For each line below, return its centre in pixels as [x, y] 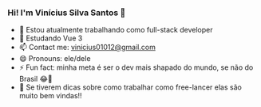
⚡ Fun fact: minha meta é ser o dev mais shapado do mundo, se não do [136, 67]
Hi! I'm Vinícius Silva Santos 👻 [67, 13]
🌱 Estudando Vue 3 [51, 38]
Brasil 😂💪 [36, 79]
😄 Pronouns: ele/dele [55, 59]
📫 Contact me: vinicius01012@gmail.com [87, 48]
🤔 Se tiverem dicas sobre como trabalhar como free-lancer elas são [130, 87]
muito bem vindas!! [50, 96]
